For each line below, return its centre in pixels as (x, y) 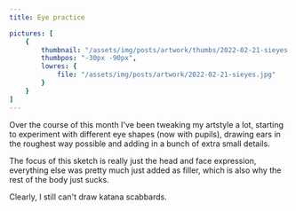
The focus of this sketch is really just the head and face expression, (133, 160)
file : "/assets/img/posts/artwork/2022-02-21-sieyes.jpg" (166, 75)
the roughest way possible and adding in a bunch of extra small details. (140, 144)
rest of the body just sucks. (59, 179)
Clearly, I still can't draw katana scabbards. (88, 197)
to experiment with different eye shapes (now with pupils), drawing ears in (145, 134)
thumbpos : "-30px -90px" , (89, 59)
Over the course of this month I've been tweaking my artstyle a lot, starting (147, 124)
